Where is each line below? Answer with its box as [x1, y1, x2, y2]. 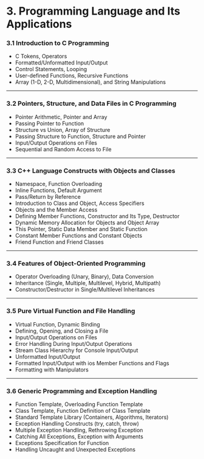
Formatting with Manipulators [15, 366, 89, 373]
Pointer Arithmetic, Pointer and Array [15, 113, 107, 120]
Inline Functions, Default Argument [15, 187, 102, 194]
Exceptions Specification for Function [15, 439, 109, 446]
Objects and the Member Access [15, 206, 98, 213]
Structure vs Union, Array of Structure [15, 126, 110, 133]
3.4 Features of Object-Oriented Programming [6, 260, 146, 267]
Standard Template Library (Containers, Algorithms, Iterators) [15, 413, 169, 421]
